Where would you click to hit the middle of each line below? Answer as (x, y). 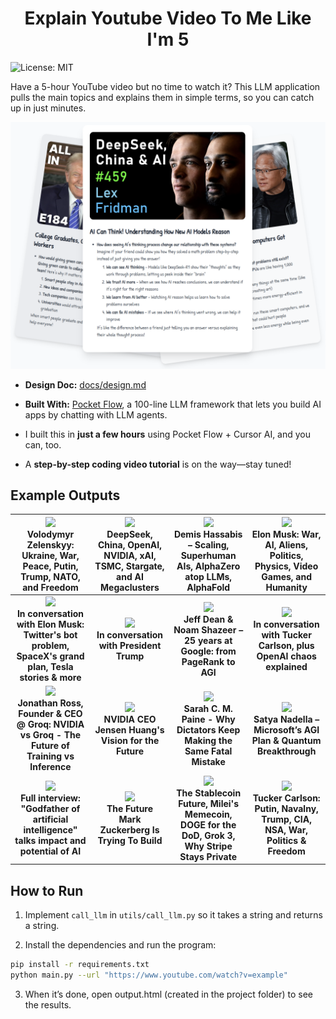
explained (286, 667)
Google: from (208, 651)
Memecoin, (208, 814)
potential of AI (50, 851)
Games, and (287, 576)
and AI (130, 576)
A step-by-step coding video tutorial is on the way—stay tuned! (158, 464)
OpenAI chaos (286, 656)
